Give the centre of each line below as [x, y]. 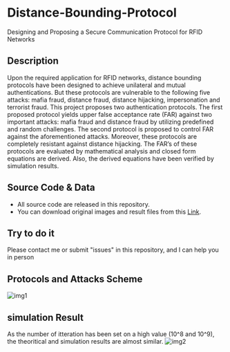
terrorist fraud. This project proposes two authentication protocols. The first [115, 107]
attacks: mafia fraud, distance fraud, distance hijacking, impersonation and [114, 100]
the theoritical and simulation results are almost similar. [85, 341]
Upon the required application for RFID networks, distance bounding [104, 77]
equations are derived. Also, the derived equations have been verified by [111, 158]
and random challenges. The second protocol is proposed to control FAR [111, 129]
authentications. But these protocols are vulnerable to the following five [109, 92]
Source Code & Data [51, 188]
